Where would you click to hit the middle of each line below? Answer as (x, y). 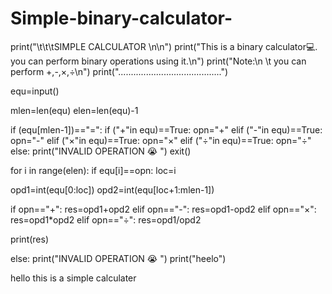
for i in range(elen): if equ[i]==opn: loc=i (93, 170)
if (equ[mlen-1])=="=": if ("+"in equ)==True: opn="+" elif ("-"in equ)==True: (166, 129)
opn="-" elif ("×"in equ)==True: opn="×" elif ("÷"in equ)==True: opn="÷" (161, 140)
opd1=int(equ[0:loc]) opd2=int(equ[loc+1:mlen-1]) (112, 189)
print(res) (30, 239)
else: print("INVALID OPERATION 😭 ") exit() (101, 151)
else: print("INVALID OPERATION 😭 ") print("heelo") (118, 258)
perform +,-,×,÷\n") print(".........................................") (119, 71)
